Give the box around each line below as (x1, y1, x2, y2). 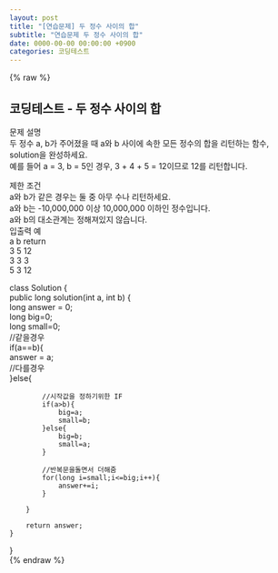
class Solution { (9, 282, 68, 293)
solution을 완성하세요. (9, 149, 88, 160)
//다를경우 (9, 362, 45, 373)
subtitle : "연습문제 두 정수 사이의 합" (9, 30, 144, 39)
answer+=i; (57, 481, 100, 490)
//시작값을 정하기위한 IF (42, 392, 123, 401)
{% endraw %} (9, 554, 65, 565)
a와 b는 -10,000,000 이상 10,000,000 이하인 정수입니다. (9, 202, 211, 214)
